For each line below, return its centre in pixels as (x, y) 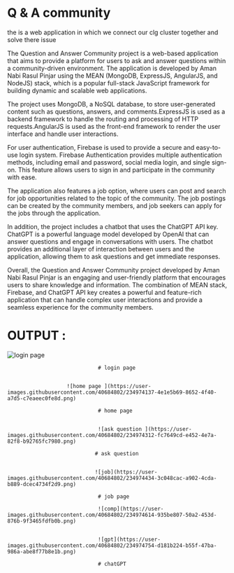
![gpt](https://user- (129, 539)
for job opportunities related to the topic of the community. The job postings (116, 198)
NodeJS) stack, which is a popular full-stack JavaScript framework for (109, 83)
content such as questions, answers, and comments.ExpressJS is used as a (116, 111)
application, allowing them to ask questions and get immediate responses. (114, 256)
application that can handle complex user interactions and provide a (105, 300)
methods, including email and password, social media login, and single (109, 162)
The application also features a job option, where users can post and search (117, 191)
